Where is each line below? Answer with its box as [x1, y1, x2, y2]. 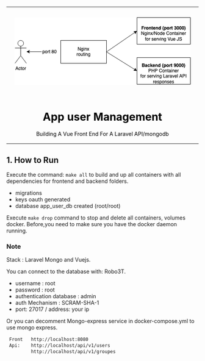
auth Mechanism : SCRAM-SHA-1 [15, 299, 99, 307]
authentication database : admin [15, 293, 96, 300]
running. [6, 227, 27, 234]
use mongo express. [6, 324, 58, 331]
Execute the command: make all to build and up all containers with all [6, 171, 181, 178]
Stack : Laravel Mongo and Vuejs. [6, 256, 91, 263]
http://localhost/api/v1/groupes [31, 349, 116, 355]
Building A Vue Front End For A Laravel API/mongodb [36, 130, 169, 137]
